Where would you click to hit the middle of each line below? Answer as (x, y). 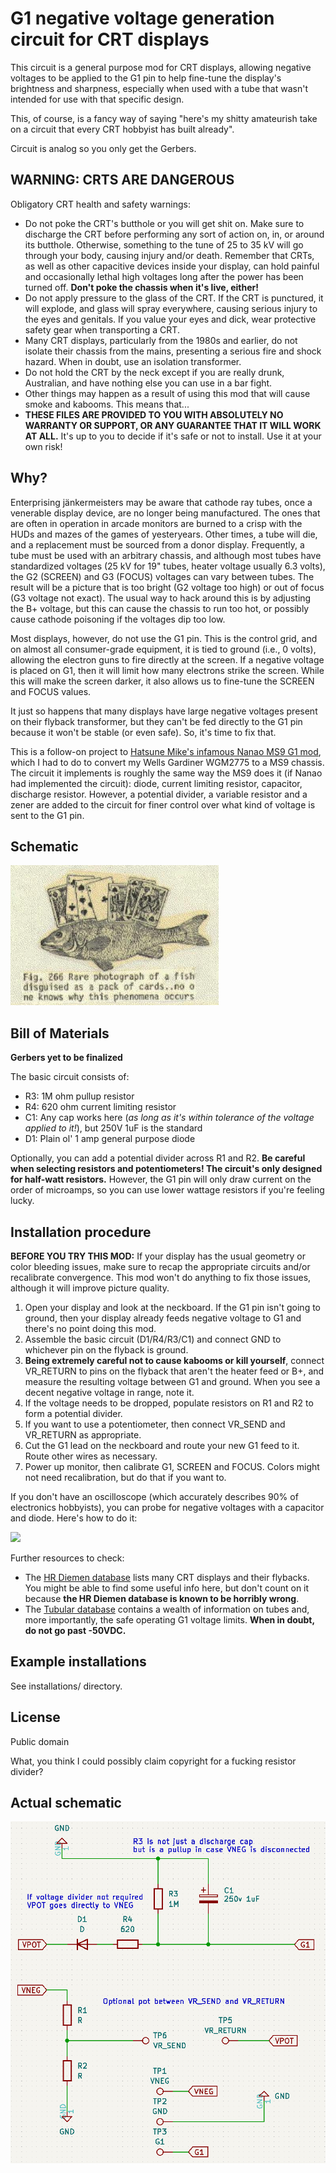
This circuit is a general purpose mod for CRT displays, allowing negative (161, 67)
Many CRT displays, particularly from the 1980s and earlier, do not (161, 340)
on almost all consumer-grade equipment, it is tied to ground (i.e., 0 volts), (163, 649)
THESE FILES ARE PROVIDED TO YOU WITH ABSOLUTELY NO (154, 414)
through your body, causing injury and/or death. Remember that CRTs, (169, 255)
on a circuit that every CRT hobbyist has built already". (122, 129)
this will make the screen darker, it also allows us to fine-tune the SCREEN (162, 681)
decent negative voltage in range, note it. (109, 1392)
